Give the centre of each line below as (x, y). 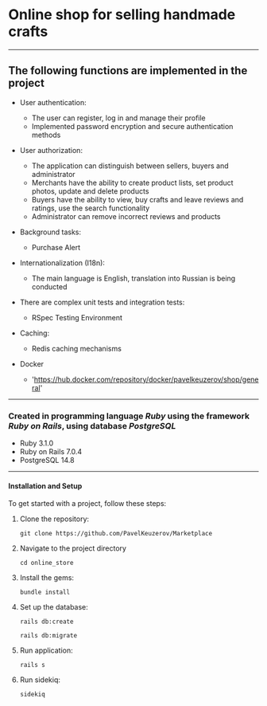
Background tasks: (50, 232)
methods (46, 135)
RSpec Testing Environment (77, 317)
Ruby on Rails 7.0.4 (51, 452)
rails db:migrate (48, 636)
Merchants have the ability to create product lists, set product (132, 182)
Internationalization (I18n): (62, 263)
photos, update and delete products (90, 191)
